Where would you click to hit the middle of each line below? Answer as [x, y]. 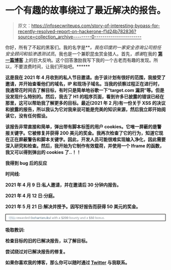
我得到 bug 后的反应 [26, 163]
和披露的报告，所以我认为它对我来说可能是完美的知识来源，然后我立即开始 [83, 109]
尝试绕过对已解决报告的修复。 [36, 252]
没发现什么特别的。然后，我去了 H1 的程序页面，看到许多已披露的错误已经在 [85, 96]
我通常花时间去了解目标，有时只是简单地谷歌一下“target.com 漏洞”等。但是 [85, 90]
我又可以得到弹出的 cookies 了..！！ [43, 152]
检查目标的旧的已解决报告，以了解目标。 [48, 241]
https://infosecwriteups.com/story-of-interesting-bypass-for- [96, 26]
